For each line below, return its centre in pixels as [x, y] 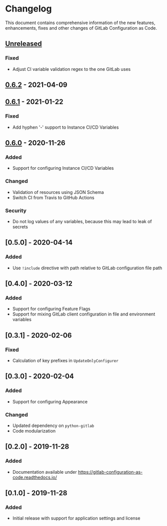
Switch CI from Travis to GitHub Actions [53, 197]
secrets [20, 227]
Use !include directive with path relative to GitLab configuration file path [87, 268]
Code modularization [34, 431]
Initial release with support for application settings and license [76, 518]
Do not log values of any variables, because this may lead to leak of [82, 221]
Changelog [28, 9]
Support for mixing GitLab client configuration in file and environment [84, 314]
